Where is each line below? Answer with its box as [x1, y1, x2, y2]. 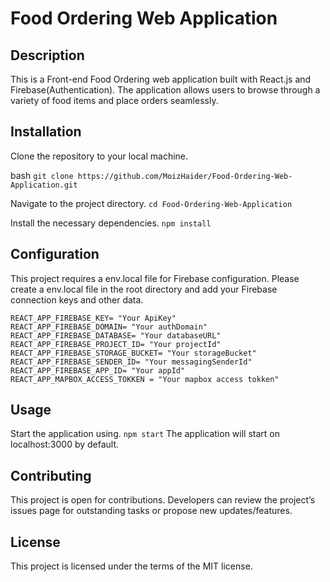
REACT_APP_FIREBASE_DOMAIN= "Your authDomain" [10, 322, 208, 332]
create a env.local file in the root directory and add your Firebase [10, 283, 278, 295]
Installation [10, 123, 82, 141]
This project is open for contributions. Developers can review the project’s [10, 494, 316, 506]
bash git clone [10, 169, 74, 181]
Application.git [10, 180, 78, 190]
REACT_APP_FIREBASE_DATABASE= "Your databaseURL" [10, 330, 222, 341]
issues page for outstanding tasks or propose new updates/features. [10, 505, 293, 517]
